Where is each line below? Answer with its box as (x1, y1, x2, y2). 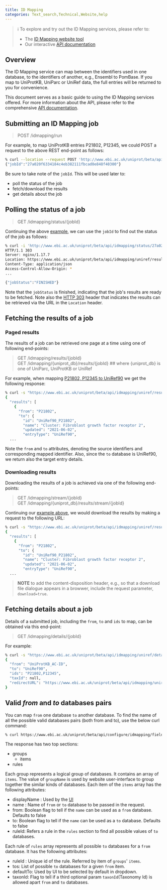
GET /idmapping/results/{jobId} (17, 355, 82, 361)
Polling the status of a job (5, 205, 85, 214)
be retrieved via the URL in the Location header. (5, 299, 103, 305)
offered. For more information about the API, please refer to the (5, 100, 135, 106)
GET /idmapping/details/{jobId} (17, 633, 82, 639)
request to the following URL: (5, 515, 65, 521)
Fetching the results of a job (5, 314, 93, 323)
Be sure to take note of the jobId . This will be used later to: (5, 170, 126, 177)
